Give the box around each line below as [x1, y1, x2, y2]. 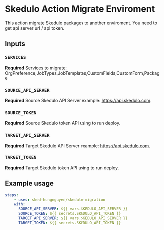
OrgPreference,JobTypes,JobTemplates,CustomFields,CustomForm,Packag [5, 70, 160, 76]
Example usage [5, 179, 54, 188]
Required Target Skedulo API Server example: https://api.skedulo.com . [5, 143, 150, 149]
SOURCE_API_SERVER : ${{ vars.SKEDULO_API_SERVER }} [18, 206, 128, 212]
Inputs [5, 40, 26, 48]
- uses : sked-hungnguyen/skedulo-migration [14, 197, 106, 202]
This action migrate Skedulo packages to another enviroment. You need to [5, 20, 158, 26]
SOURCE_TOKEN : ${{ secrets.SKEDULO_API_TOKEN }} [18, 211, 121, 216]
